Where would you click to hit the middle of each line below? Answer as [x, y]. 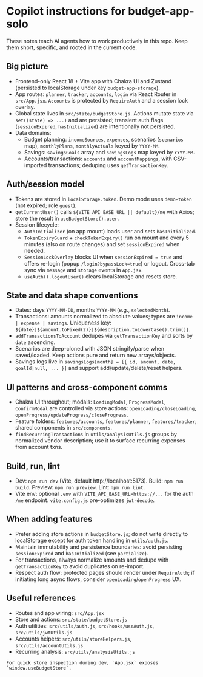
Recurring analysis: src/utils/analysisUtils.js [75, 651]
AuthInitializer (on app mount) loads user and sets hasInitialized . [110, 231]
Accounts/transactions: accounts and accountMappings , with [98, 159]
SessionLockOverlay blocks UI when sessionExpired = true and [103, 257]
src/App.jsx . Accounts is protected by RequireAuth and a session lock [101, 100]
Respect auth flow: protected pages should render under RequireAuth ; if [105, 572]
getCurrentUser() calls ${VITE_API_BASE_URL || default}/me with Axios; [105, 211]
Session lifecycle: [37, 225]
